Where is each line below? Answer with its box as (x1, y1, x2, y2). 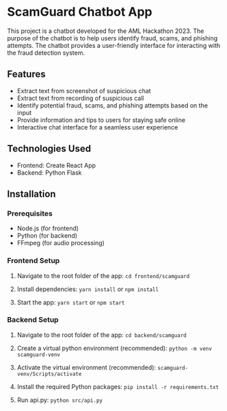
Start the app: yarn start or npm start (16, 298, 125, 306)
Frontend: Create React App (16, 161, 96, 169)
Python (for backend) (16, 232, 77, 240)
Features (7, 68, 46, 80)
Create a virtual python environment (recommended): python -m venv (16, 344, 212, 352)
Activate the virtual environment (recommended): (16, 363, 156, 371)
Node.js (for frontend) (16, 224, 79, 233)
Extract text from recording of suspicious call (16, 94, 144, 102)
